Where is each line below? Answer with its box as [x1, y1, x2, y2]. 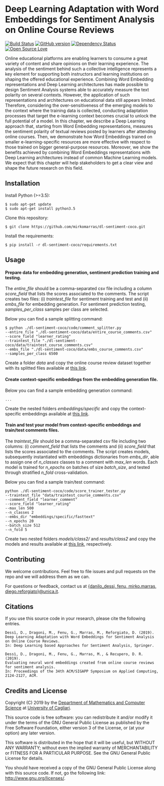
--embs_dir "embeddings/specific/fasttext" [5, 514, 95, 519]
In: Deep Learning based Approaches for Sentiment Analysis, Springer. [5, 643, 154, 648]
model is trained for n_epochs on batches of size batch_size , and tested [5, 464, 150, 470]
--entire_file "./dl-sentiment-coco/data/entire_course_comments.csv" [5, 330, 152, 335]
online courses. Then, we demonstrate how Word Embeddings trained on [5, 134, 153, 140]
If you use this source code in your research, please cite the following [5, 615, 146, 621]
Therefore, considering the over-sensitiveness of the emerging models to [5, 102, 153, 108]
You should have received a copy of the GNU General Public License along [5, 765, 156, 771]
